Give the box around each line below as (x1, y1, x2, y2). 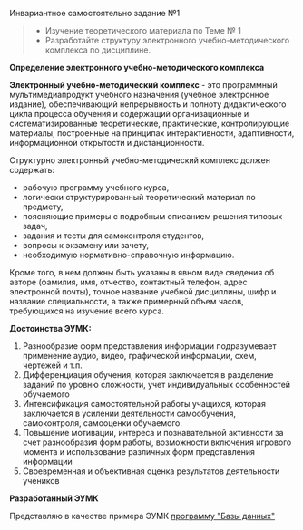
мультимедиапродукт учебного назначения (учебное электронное (9, 90, 269, 100)
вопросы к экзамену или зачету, (22, 240, 150, 250)
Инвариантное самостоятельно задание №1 (9, 8, 181, 18)
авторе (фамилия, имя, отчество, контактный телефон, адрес (9, 276, 248, 287)
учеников (22, 476, 61, 486)
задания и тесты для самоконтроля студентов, (22, 230, 205, 241)
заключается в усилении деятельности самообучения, (22, 408, 237, 419)
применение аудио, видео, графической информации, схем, (22, 351, 257, 361)
